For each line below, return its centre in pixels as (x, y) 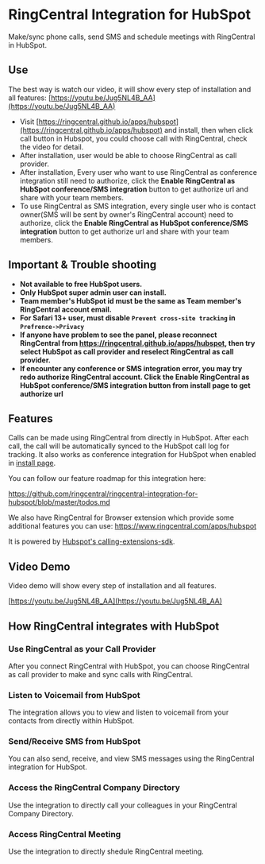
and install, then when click (209, 130)
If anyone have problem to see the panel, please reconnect (118, 335)
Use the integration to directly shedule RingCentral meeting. (106, 851)
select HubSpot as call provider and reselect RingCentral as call (127, 351)
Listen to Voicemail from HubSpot (74, 695)
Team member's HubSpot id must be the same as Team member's (131, 300)
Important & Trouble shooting (83, 265)
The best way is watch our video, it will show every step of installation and (130, 89)
